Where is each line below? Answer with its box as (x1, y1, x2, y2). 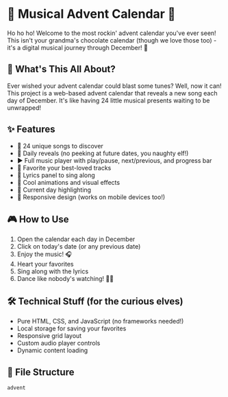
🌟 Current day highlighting (16, 185, 91, 194)
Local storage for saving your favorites (16, 324, 127, 332)
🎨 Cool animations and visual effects (16, 178, 121, 186)
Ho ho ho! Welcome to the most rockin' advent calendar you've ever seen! (7, 29, 217, 37)
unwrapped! (7, 103, 42, 112)
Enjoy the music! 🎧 (16, 250, 73, 258)
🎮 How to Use (7, 213, 69, 225)
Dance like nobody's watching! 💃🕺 (16, 275, 114, 283)
